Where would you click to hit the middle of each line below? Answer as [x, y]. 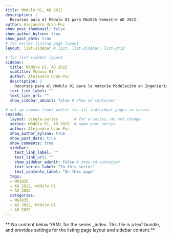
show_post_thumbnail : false [35, 29]
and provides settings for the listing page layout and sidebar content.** [80, 230]
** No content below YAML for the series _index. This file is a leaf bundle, [83, 224]
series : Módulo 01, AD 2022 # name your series [63, 124]
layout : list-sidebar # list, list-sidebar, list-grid [65, 48]
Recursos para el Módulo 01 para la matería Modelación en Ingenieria [91, 86]
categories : [23, 195]
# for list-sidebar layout [34, 57]
